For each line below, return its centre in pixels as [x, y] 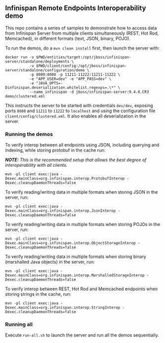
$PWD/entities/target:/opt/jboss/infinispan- [84, 57]
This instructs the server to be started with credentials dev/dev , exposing [79, 105]
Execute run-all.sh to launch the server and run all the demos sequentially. [82, 335]
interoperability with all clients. [36, 165]
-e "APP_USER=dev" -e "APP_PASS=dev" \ [70, 79]
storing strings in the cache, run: [38, 294]
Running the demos [29, 134]
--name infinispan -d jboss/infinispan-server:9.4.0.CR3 [89, 92]
